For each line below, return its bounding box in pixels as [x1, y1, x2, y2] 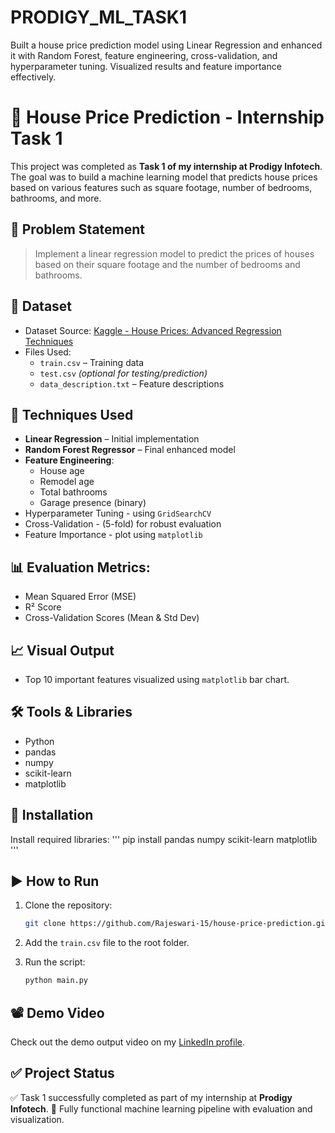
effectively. [10, 71, 57, 83]
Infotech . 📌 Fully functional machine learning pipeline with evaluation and [10, 1102, 313, 1115]
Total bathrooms [39, 486, 108, 498]
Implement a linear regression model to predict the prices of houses [34, 247, 315, 260]
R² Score [24, 601, 62, 613]
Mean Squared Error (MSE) [24, 591, 137, 603]
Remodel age [39, 476, 95, 488]
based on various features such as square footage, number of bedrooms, [10, 181, 313, 193]
